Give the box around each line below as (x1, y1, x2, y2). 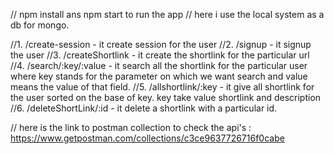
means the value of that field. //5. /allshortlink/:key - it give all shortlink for (10, 81, 315, 93)
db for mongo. (10, 19, 70, 31)
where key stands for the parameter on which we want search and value (10, 70, 308, 82)
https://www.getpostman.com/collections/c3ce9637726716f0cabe (10, 132, 285, 144)
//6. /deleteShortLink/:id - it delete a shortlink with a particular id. (10, 102, 278, 114)
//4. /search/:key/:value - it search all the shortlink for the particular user (10, 60, 308, 71)
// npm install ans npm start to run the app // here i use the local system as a (10, 9, 325, 20)
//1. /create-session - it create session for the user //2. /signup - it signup (10, 39, 312, 50)
